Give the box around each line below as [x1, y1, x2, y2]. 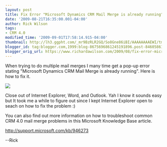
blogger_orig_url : [5, 49, 43, 54]
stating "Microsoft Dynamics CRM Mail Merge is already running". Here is [5, 68, 156, 74]
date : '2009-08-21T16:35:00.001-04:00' [5, 16, 88, 21]
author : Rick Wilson [5, 21, 48, 26]
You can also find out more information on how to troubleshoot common [5, 113, 153, 119]
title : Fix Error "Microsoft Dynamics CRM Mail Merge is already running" [5, 12, 164, 17]
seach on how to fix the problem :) [5, 103, 76, 109]
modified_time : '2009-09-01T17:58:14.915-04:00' [5, 35, 108, 40]
